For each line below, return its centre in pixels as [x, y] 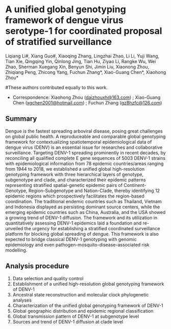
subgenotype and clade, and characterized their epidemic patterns [76, 180]
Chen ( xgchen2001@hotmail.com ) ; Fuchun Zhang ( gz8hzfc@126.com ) [87, 102]
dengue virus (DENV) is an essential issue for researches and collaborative [84, 147]
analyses [22, 300]
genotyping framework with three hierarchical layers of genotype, [75, 174]
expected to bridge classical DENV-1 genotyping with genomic [71, 239]
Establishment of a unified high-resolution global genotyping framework [88, 284]
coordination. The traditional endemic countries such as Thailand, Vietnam [83, 201]
